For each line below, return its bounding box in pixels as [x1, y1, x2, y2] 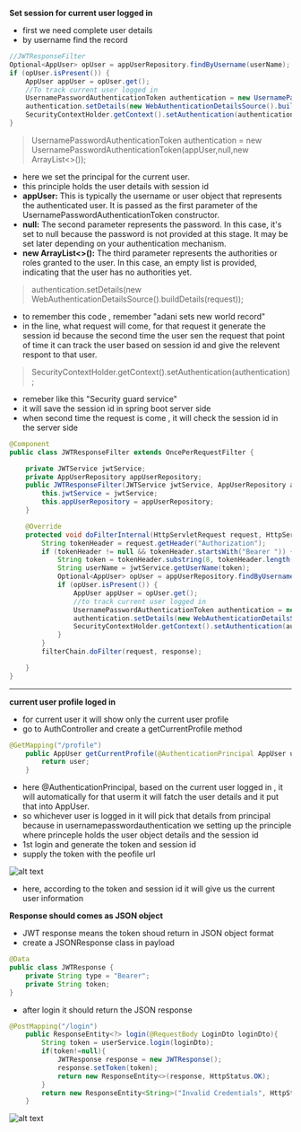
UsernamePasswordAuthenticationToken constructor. [21, 209, 220, 220]
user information [21, 893, 83, 904]
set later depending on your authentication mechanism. [21, 238, 227, 249]
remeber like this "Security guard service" [21, 393, 177, 404]
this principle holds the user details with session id [21, 180, 209, 191]
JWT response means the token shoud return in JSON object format [21, 928, 275, 939]
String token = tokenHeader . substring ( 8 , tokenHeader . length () [56, 556, 298, 565]
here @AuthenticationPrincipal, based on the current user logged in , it [21, 782, 284, 793]
